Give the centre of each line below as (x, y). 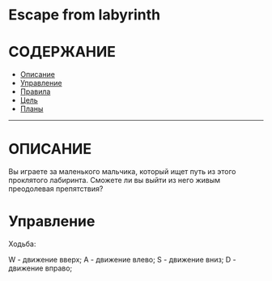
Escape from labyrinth (85, 15)
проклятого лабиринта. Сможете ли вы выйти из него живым (115, 181)
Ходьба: (22, 244)
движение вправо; (40, 268)
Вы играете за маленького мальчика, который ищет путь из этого (122, 172)
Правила (35, 92)
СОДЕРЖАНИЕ (62, 52)
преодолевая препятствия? (56, 189)
